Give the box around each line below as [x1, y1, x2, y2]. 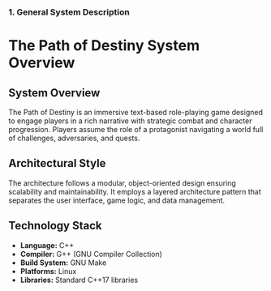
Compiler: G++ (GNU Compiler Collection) [19, 249, 162, 259]
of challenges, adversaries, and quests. [8, 133, 140, 143]
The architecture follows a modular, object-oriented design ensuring [8, 178, 237, 188]
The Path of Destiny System [8, 36, 200, 55]
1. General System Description [8, 6, 130, 18]
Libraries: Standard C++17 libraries [19, 275, 139, 285]
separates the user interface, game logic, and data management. [8, 195, 226, 205]
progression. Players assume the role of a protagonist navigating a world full [8, 124, 264, 134]
